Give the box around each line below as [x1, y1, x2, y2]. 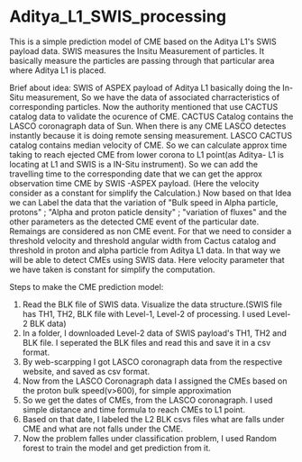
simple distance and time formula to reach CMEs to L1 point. [22, 403, 246, 415]
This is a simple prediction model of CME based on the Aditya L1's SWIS [9, 36, 277, 47]
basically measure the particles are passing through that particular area [9, 55, 275, 66]
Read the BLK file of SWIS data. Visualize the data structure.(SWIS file [22, 299, 282, 310]
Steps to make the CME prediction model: [9, 281, 164, 292]
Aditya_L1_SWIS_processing [9, 6, 227, 27]
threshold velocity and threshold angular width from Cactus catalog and [9, 235, 277, 246]
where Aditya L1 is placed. [9, 65, 106, 76]
